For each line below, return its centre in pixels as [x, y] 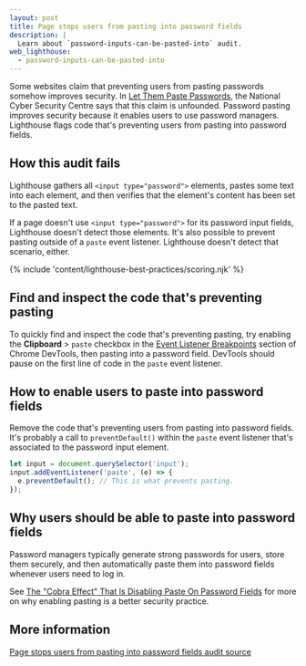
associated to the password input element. [89, 447]
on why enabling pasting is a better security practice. [109, 601]
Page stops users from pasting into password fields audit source [131, 651]
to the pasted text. [44, 204]
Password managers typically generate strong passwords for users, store [147, 554]
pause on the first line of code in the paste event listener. [116, 363]
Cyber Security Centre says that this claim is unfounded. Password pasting [150, 105]
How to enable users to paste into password [137, 392]
